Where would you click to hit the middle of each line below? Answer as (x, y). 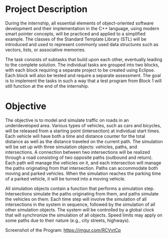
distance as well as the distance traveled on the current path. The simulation (84, 141)
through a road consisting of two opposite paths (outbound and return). (79, 157)
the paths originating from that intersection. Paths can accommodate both (81, 168)
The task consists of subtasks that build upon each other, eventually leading (84, 59)
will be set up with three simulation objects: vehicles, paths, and (71, 147)
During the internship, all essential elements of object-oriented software (79, 23)
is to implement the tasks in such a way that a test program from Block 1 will (83, 81)
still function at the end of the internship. (47, 86)
